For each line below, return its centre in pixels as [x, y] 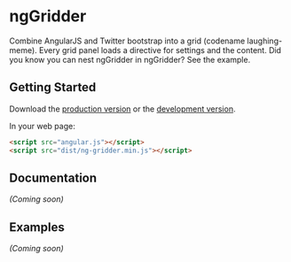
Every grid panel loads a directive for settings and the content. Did [160, 50]
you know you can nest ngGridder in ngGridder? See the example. [130, 59]
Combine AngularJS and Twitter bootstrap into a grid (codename [127, 41]
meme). [23, 50]
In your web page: [42, 126]
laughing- [264, 41]
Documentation [53, 177]
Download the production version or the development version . [122, 109]
